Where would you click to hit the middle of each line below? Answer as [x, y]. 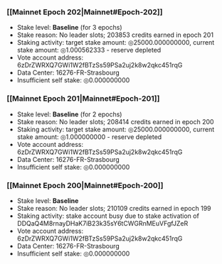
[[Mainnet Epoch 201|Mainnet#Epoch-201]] [83, 99]
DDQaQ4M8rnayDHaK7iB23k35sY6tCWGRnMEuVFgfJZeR [102, 223]
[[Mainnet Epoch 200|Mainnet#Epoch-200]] [85, 185]
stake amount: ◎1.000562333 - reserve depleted [89, 50]
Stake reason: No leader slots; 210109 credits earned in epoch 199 [114, 208]
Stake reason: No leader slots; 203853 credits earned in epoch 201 [115, 35]
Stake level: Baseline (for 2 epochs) [69, 114]
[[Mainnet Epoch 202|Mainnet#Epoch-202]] [85, 12]
